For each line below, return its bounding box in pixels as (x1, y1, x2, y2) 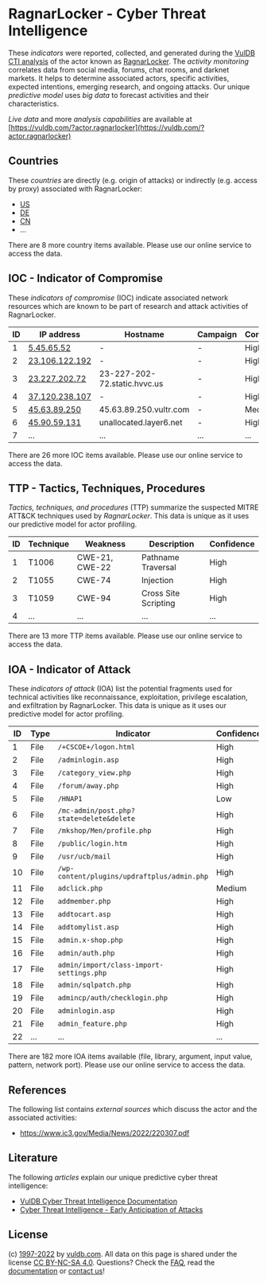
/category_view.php (57, 769, 132, 777)
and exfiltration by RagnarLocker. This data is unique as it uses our (8, 701, 226, 710)
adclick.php (57, 884, 103, 893)
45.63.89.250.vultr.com (99, 404, 190, 415)
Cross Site (141, 588, 180, 599)
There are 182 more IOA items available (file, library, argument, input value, (8, 1052, 253, 1062)
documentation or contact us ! (8, 1265, 106, 1275)
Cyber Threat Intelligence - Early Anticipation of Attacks (19, 1204, 203, 1215)
